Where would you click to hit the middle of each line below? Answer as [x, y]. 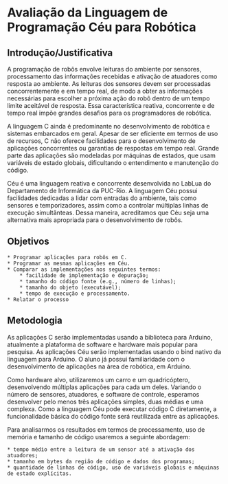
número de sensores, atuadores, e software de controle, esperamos [103, 394]
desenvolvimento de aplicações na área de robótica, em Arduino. [99, 366]
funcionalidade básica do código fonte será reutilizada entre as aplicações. [113, 416]
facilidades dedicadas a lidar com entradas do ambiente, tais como [102, 198]
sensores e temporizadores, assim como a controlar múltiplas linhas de [108, 205]
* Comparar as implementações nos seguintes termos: [84, 269]
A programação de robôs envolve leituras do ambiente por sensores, [104, 69]
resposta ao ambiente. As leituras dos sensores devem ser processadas [109, 84]
